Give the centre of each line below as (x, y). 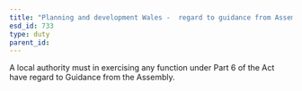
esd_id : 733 (31, 26)
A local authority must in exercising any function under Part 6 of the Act (142, 68)
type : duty (30, 34)
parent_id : (30, 42)
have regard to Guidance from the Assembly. (92, 78)
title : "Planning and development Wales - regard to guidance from (140, 17)
